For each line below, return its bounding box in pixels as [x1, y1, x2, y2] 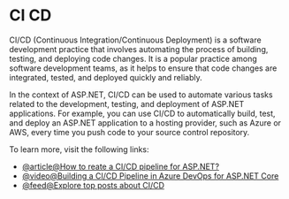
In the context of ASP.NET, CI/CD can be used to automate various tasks [9, 89, 273, 100]
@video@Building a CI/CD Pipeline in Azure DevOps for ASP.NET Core [21, 170, 279, 181]
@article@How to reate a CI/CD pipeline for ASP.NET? [21, 161, 219, 172]
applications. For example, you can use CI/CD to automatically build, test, [9, 108, 276, 119]
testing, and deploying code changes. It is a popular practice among [9, 53, 258, 64]
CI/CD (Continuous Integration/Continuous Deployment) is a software [9, 34, 262, 45]
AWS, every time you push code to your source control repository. [9, 126, 250, 137]
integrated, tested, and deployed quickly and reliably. [9, 72, 202, 82]
